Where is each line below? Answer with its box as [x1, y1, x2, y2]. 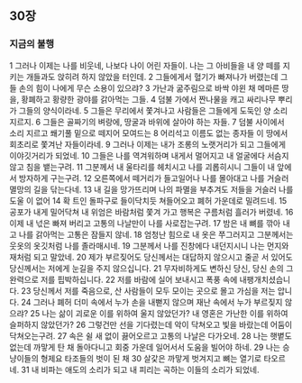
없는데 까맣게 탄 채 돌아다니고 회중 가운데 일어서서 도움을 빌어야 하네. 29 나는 [9, 342, 281, 352]
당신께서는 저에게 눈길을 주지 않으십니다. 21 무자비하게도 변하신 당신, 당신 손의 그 [9, 262, 294, 273]
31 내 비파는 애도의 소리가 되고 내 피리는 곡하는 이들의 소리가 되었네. [21, 364, 260, 375]
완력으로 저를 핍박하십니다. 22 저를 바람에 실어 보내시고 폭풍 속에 [9, 274, 238, 285]
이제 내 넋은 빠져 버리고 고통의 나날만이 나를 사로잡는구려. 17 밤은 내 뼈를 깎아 [9, 217, 281, 228]
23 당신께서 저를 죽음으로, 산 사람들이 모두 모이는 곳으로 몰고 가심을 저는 [21, 285, 276, 296]
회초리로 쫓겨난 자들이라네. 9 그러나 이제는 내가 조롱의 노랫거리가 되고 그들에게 [9, 139, 287, 150]
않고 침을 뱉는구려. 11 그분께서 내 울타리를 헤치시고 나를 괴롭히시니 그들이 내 [9, 161, 275, 172]
